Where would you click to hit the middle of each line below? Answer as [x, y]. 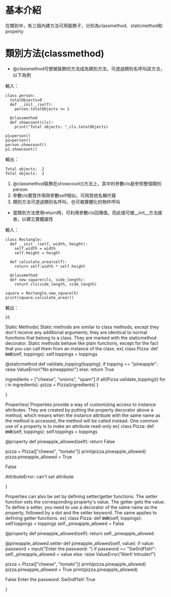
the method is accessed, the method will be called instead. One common [82, 421]
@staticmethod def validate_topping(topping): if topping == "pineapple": [82, 364]
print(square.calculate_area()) [40, 297]
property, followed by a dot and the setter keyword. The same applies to [81, 512]
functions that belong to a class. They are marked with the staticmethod [81, 338]
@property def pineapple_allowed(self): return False [60, 441]
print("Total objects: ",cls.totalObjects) [62, 127]
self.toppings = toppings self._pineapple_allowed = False [65, 523]
